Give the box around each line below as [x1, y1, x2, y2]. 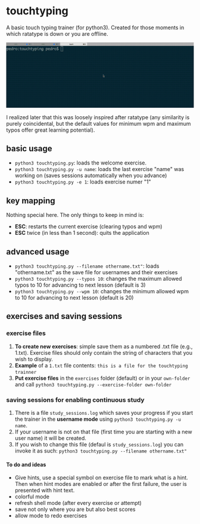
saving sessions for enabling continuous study [6, 395, 145, 404]
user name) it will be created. [14, 435, 86, 442]
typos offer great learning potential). [6, 126, 95, 134]
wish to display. [14, 355, 54, 362]
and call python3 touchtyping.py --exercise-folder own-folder [14, 380, 172, 388]
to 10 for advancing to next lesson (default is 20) [14, 294, 134, 302]
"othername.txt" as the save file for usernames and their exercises [14, 269, 178, 276]
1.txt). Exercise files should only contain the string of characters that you [14, 349, 192, 356]
